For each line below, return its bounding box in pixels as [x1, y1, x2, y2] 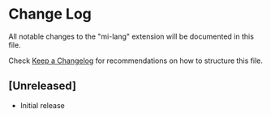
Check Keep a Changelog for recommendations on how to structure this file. [8, 56, 264, 65]
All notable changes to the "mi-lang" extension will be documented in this [8, 31, 254, 41]
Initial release [19, 100, 65, 110]
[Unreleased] [8, 79, 77, 93]
